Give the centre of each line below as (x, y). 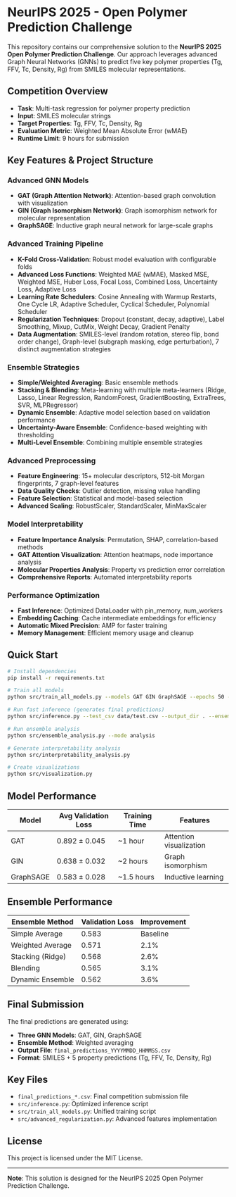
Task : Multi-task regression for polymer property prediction (104, 108)
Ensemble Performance (60, 902)
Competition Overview (58, 91)
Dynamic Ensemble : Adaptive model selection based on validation (114, 413)
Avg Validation (84, 816)
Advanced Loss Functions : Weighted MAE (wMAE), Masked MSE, (113, 274)
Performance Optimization (54, 595)
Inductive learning (194, 877)
